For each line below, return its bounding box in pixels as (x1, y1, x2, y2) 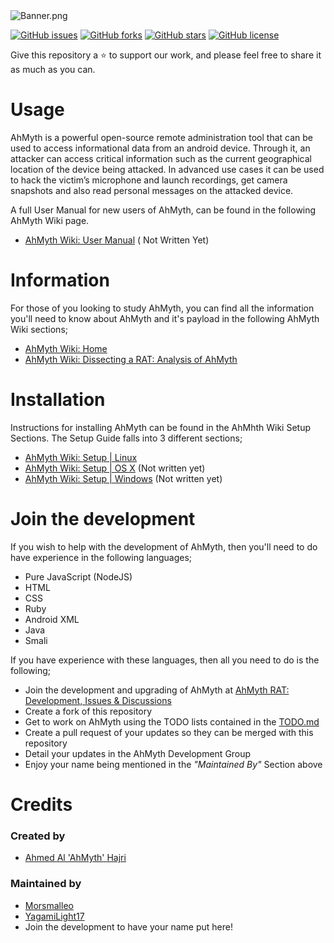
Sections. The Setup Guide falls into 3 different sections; (10, 432, 243, 444)
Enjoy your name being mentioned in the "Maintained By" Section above (24, 758, 323, 770)
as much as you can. (10, 64, 96, 75)
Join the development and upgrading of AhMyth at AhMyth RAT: (24, 684, 290, 696)
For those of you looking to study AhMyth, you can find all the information (10, 302, 315, 314)
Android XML (24, 613, 80, 625)
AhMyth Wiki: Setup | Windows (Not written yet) (24, 472, 223, 484)
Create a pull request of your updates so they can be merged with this (24, 726, 314, 738)
